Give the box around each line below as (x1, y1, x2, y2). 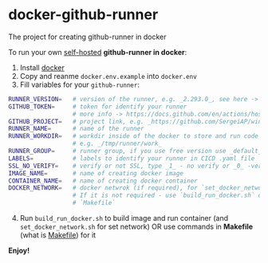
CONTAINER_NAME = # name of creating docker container (8, 177, 198, 185)
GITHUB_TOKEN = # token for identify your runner (8, 102, 187, 111)
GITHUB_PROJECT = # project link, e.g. (8, 117, 145, 125)
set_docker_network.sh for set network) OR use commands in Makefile (19, 222, 254, 232)
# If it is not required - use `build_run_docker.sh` (72, 191, 255, 200)
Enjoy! (8, 245, 30, 256)
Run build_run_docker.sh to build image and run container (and (19, 214, 229, 223)
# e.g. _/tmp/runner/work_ (72, 139, 162, 148)
